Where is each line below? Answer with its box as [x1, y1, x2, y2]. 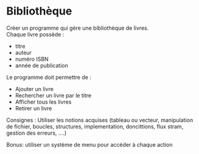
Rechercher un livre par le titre [15, 92, 92, 99]
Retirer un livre [15, 104, 52, 112]
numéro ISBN [15, 55, 49, 62]
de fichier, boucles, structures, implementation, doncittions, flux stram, [6, 122, 184, 130]
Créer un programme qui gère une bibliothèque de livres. [6, 24, 149, 32]
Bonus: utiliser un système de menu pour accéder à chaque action [6, 141, 173, 148]
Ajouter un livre [15, 85, 54, 92]
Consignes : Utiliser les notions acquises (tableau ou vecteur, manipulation [6, 116, 194, 124]
